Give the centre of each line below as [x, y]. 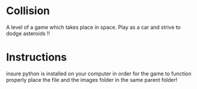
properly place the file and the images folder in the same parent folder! [92, 80]
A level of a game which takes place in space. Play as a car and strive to [94, 27]
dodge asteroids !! [28, 33]
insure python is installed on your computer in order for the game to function [99, 73]
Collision [28, 11]
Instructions [36, 57]
